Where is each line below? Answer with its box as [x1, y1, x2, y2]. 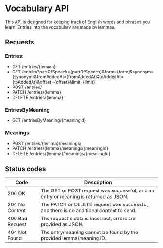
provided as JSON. [40, 221, 84, 228]
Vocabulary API [5, 3, 69, 14]
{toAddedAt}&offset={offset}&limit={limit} [12, 79, 95, 85]
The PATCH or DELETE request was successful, [40, 201, 149, 208]
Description [84, 179, 113, 186]
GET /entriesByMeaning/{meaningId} [12, 117, 86, 123]
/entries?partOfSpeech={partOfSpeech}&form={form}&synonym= [21, 69, 154, 74]
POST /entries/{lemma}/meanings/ [12, 141, 81, 146]
